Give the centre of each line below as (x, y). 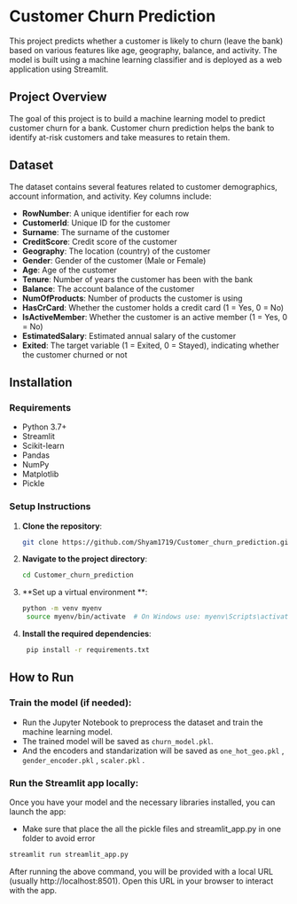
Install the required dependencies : (87, 634)
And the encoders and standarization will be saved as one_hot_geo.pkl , (153, 751)
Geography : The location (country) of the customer (116, 251)
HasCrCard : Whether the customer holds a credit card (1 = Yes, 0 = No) (153, 307)
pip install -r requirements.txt (88, 650)
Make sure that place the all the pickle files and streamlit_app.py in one (152, 829)
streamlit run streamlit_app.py (69, 854)
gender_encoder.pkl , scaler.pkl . (83, 759)
